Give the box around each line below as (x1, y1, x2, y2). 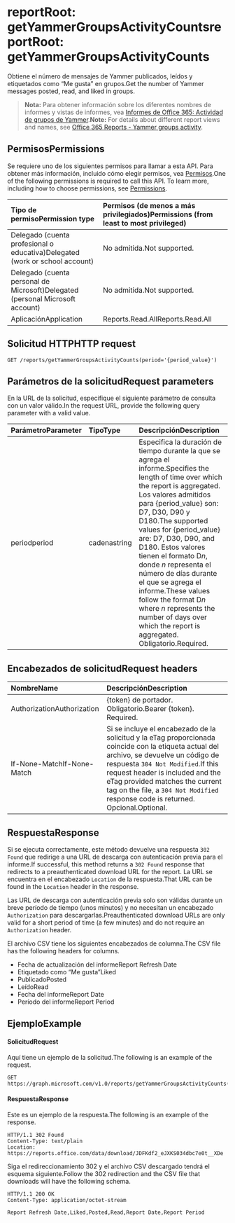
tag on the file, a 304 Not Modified (106, 785, 219, 795)
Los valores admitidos (138, 490, 211, 499)
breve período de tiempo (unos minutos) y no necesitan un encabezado (7, 904, 214, 911)
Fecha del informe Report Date (17, 990, 105, 998)
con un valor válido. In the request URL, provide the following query (7, 401, 201, 410)
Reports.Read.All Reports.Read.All (102, 314, 212, 324)
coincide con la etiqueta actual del (106, 742, 219, 752)
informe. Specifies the (138, 464, 210, 474)
